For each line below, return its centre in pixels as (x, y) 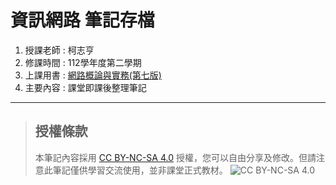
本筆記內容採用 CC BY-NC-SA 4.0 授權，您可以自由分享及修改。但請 (175, 157)
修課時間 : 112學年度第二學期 (83, 62)
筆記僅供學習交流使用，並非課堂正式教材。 (140, 170)
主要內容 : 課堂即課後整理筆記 (85, 87)
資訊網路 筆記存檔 (82, 20)
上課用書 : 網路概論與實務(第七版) (93, 75)
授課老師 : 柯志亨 (59, 50)
